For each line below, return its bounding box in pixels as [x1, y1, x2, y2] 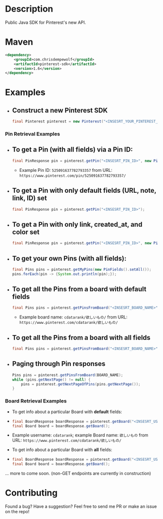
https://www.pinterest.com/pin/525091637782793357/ [19, 173, 126, 178]
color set [12, 228, 40, 236]
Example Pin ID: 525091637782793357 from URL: [19, 167, 113, 173]
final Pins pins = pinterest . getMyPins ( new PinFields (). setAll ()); [12, 267, 152, 272]
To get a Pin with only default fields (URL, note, [12, 186, 157, 195]
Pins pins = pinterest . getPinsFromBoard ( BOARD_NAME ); [12, 372, 123, 377]
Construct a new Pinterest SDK [12, 106, 108, 115]
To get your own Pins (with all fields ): [12, 254, 127, 263]
